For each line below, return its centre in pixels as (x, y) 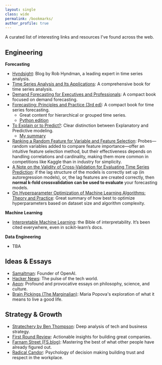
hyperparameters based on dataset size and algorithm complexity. (79, 203)
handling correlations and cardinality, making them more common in (80, 157)
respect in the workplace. (37, 357)
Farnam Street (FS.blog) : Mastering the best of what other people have (83, 342)
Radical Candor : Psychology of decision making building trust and (78, 352)
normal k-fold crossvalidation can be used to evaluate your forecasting (85, 182)
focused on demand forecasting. (45, 100)
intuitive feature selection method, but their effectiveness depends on (82, 151)
